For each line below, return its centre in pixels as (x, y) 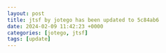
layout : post (26, 13)
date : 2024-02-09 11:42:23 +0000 (55, 26)
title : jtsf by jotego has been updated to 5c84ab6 (83, 20)
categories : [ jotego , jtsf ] (48, 33)
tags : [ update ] (29, 39)
